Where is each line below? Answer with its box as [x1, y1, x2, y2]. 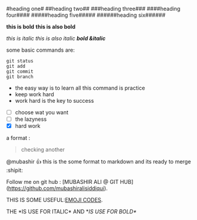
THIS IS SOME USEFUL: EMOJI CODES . [6, 197, 103, 204]
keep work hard [14, 91, 54, 98]
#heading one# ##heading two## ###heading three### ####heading [6, 5, 181, 12]
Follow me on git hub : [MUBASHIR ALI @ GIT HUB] [6, 179, 134, 186]
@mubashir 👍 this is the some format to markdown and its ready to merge [6, 158, 192, 165]
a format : [6, 135, 31, 142]
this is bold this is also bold [6, 23, 76, 30]
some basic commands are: [6, 46, 75, 53]
